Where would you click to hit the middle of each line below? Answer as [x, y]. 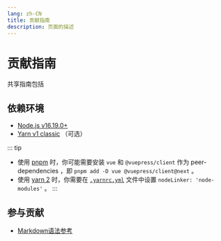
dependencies [38, 171]
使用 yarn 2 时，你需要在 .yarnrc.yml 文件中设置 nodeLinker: [105, 180]
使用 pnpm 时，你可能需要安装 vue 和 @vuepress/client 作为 [103, 162]
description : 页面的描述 [41, 27]
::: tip [15, 148]
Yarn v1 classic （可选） [52, 134]
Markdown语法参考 [45, 231]
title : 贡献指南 [29, 20]
